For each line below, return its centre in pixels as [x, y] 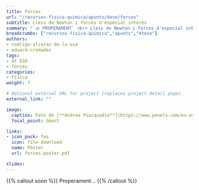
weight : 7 [18, 83]
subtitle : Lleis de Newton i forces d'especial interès [76, 22]
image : [14, 110]
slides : [16, 164]
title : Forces [24, 12]
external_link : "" [29, 99]
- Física [17, 77]
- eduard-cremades [29, 50]
